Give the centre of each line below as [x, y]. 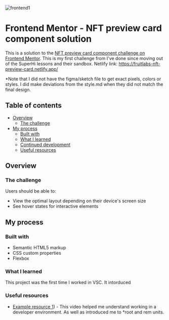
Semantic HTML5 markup [39, 248]
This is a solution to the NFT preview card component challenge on [75, 53]
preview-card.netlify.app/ [32, 69]
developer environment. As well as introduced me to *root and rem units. [88, 312]
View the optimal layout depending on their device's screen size [79, 201]
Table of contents [33, 105]
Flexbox [21, 258]
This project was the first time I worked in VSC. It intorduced [68, 283]
